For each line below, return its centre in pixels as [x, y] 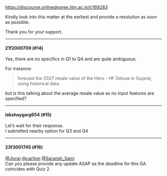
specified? [16, 99]
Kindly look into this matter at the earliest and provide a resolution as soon [81, 17]
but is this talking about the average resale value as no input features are [80, 93]
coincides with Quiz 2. [28, 169]
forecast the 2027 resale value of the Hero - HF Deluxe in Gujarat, [85, 78]
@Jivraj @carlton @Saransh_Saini [40, 158]
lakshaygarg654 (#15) [28, 115]
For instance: [19, 69]
